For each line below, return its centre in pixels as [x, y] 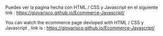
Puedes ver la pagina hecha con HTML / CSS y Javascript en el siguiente [82, 7]
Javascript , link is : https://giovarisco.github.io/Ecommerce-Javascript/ [80, 28]
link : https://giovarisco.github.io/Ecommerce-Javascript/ [65, 13]
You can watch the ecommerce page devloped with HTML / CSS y [74, 23]
